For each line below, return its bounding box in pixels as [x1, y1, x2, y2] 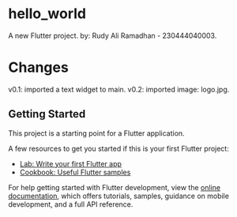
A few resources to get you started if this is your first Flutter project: [8, 144, 229, 153]
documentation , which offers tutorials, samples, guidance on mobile [8, 191, 229, 200]
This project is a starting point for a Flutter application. [8, 128, 185, 138]
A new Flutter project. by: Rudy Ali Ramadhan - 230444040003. [8, 31, 217, 40]
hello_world [8, 5, 87, 23]
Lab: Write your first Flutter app [19, 159, 122, 168]
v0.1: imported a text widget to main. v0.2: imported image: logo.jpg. [8, 84, 230, 94]
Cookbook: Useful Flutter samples [19, 167, 131, 177]
